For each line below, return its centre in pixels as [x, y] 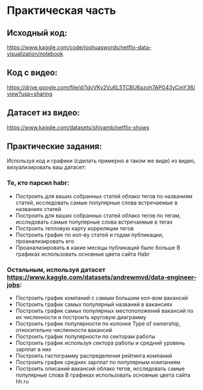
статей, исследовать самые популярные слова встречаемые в [97, 203]
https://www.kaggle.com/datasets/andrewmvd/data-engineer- [102, 277]
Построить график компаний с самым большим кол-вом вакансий [102, 298]
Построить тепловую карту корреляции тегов [75, 228]
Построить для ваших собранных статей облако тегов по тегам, [98, 215]
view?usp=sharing [30, 94]
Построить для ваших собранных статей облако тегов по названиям [104, 196]
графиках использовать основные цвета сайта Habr [83, 254]
